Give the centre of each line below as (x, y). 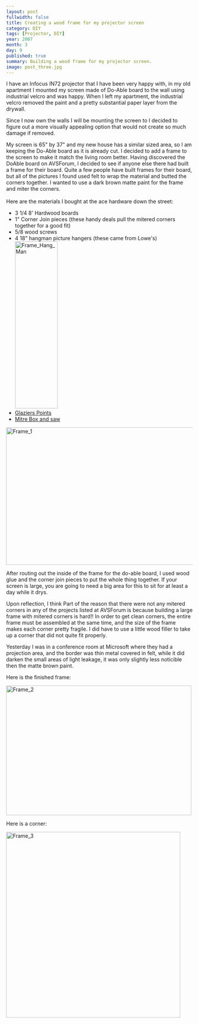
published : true (26, 56)
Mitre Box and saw (37, 419)
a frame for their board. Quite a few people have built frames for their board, (99, 170)
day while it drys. (27, 593)
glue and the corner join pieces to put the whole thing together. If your (92, 579)
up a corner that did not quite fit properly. (57, 635)
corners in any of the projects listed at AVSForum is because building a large (99, 610)
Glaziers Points (33, 413)
